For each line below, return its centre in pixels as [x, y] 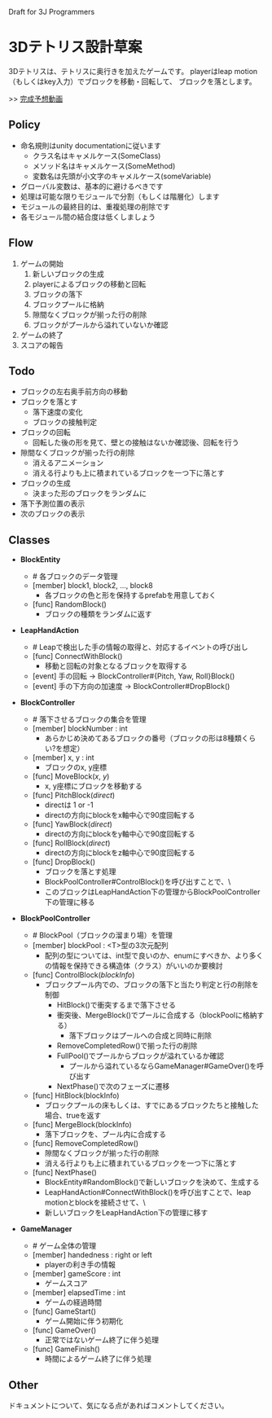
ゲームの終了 [42, 335]
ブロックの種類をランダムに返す [98, 614]
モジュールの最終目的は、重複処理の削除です [95, 206]
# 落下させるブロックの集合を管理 [89, 719]
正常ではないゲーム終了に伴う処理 [101, 1340]
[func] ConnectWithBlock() [77, 656]
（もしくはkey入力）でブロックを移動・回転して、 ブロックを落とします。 [132, 81]
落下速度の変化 [57, 412]
